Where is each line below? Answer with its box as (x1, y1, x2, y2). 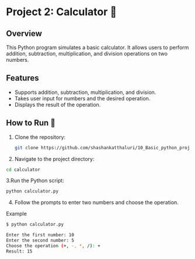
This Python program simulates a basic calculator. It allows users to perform (6, 44, 189, 51)
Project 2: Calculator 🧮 (6, 5, 117, 19)
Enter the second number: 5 (6, 237, 75, 243)
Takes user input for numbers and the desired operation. (14, 94, 151, 101)
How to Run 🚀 (6, 118, 56, 128)
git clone (14, 145, 39, 150)
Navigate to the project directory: (14, 155, 95, 162)
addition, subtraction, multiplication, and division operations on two (6, 50, 168, 57)
